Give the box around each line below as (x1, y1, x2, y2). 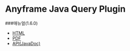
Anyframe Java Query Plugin (5, 3, 126, 15)
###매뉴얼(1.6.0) (5, 20, 38, 26)
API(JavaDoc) (12, 40, 41, 46)
